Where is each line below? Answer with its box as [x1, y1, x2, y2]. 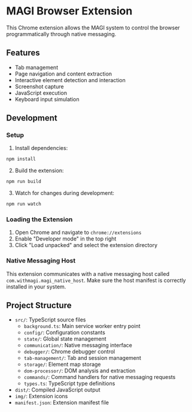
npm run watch [6, 201, 42, 207]
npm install [6, 156, 36, 163]
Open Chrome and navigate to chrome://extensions [14, 229, 142, 236]
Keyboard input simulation [14, 95, 80, 103]
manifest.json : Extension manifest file [14, 399, 109, 406]
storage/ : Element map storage [23, 361, 101, 368]
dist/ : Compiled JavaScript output [14, 386, 100, 393]
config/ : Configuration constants [23, 329, 106, 336]
